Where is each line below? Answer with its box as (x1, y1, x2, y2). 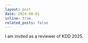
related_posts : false (5, 20, 49, 25)
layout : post (5, 7, 31, 12)
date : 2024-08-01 (5, 11, 40, 16)
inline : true (5, 16, 31, 21)
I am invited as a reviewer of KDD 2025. (5, 33, 84, 39)
